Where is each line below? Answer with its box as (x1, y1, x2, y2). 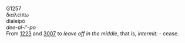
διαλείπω (6, 11, 29, 18)
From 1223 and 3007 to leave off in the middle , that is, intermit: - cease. (6, 30, 179, 37)
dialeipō (6, 18, 25, 24)
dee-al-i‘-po (6, 24, 36, 31)
